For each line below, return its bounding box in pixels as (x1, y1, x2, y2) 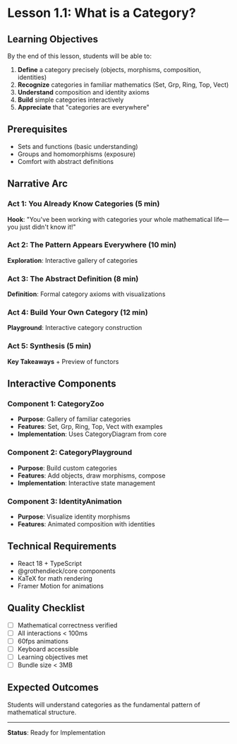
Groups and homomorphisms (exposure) (17, 150, 136, 158)
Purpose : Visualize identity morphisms (17, 512, 130, 521)
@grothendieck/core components (17, 567, 116, 575)
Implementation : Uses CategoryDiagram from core (17, 430, 167, 439)
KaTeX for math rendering (17, 574, 93, 582)
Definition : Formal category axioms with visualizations (7, 290, 166, 298)
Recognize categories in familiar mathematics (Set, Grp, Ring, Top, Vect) (17, 81, 229, 89)
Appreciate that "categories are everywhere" (17, 103, 150, 111)
